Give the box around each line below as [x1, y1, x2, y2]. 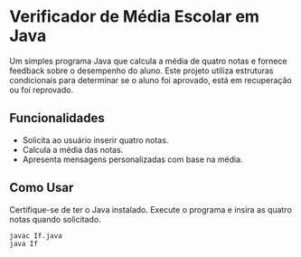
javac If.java [9, 231, 63, 241]
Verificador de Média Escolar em [9, 6, 260, 27]
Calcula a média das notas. [22, 144, 124, 155]
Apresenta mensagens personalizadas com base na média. [22, 154, 243, 165]
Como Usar [9, 180, 74, 195]
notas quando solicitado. [9, 214, 101, 224]
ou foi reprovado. [9, 84, 74, 95]
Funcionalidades [9, 110, 106, 126]
